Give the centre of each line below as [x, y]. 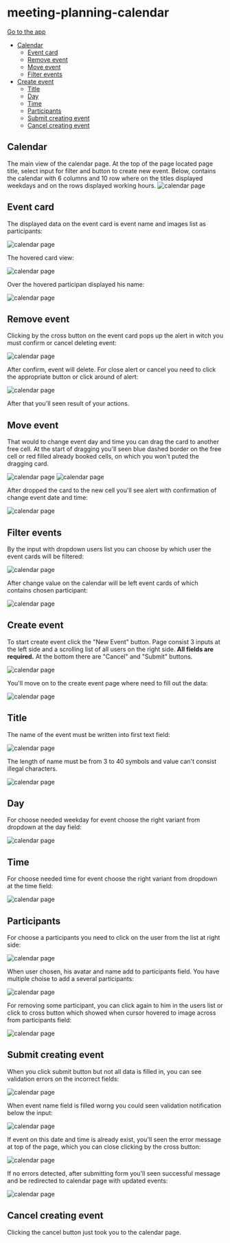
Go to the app [26, 32]
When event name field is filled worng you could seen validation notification [114, 1105]
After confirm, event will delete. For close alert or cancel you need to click [112, 370]
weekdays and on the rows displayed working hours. [82, 185]
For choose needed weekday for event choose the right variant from [104, 820]
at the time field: [30, 886]
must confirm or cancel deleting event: [62, 343]
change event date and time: [47, 498]
